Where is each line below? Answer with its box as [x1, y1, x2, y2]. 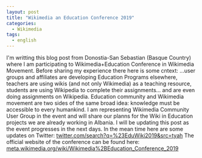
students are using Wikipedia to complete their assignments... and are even [6, 87, 195, 93]
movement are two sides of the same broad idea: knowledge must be [6, 99, 180, 107]
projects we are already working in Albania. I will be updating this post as [6, 119, 189, 126]
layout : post [6, 9, 40, 15]
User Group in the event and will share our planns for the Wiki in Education [6, 112, 193, 120]
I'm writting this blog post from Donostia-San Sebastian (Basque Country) [6, 54, 192, 61]
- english [12, 37, 37, 43]
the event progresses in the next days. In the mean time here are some [6, 126, 184, 132]
